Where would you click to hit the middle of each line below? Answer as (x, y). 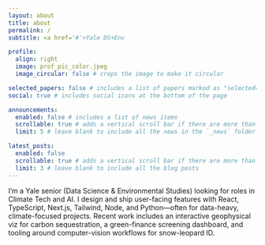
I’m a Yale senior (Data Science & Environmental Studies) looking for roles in (131, 190)
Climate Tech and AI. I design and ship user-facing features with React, (123, 199)
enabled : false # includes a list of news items (97, 117)
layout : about (32, 15)
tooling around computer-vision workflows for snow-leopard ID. (112, 232)
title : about (30, 23)
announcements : (33, 110)
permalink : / (30, 30)
